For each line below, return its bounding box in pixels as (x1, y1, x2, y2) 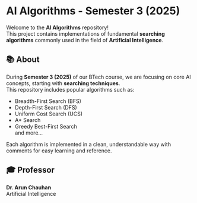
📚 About (6, 55, 40, 65)
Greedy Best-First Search (14, 123, 77, 130)
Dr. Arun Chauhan (6, 183, 52, 191)
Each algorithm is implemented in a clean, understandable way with (6, 140, 171, 148)
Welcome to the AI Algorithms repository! (6, 24, 109, 31)
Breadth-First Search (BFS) (14, 97, 82, 105)
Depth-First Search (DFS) (14, 104, 77, 111)
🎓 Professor (6, 165, 55, 175)
